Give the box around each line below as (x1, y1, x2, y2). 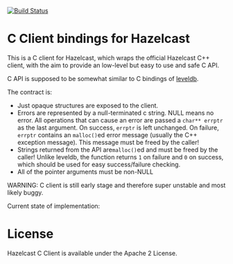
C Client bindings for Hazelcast (7, 31, 191, 46)
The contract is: (7, 87, 53, 96)
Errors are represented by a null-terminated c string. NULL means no (17, 108, 214, 117)
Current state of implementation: (7, 202, 101, 210)
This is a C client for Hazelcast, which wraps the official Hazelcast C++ (7, 53, 210, 62)
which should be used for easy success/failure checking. (17, 160, 181, 168)
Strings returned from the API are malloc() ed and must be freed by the (17, 146, 218, 154)
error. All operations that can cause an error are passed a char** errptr (17, 116, 223, 124)
